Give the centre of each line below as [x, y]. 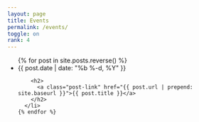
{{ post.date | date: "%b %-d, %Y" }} [72, 68]
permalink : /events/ [38, 27]
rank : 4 [19, 40]
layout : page [27, 14]
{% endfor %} [37, 112]
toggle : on [23, 34]
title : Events [28, 21]
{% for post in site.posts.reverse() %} [72, 60]
